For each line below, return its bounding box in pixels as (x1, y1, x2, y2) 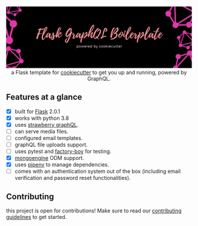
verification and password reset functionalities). (14, 175, 131, 182)
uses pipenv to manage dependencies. (14, 161, 109, 168)
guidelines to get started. (6, 214, 67, 221)
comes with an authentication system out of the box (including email (14, 168, 181, 175)
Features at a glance (6, 92, 82, 102)
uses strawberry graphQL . (14, 121, 79, 128)
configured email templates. (14, 134, 83, 142)
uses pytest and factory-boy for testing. (14, 148, 112, 155)
